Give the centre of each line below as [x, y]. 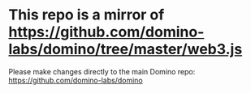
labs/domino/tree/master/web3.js [125, 49]
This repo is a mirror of [87, 15]
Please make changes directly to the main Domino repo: [102, 71]
